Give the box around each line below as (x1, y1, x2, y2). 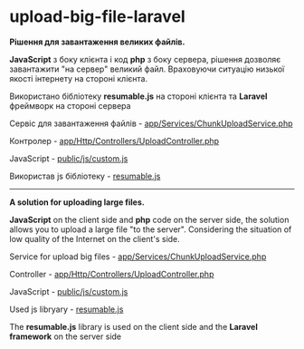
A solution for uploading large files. (9, 197, 145, 208)
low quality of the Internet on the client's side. (9, 233, 181, 244)
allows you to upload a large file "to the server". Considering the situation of (9, 224, 292, 235)
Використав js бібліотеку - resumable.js (9, 170, 161, 181)
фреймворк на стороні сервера (9, 100, 131, 111)
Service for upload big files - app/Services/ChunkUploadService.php (9, 251, 267, 262)
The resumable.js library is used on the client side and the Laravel (9, 321, 258, 332)
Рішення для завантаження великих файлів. (9, 36, 185, 47)
